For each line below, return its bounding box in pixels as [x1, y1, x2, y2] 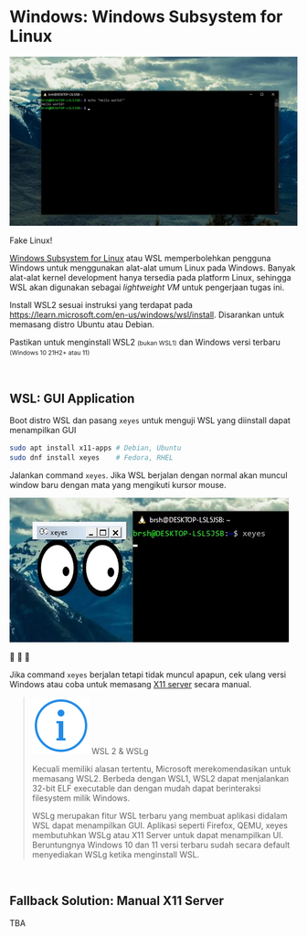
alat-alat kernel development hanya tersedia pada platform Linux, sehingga [9, 272, 291, 283]
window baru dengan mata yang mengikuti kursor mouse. [9, 479, 227, 490]
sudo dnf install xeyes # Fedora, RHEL [9, 452, 174, 463]
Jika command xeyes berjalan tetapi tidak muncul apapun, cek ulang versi [9, 669, 287, 680]
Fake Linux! [9, 235, 53, 246]
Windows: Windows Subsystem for [9, 6, 283, 27]
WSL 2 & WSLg [90, 745, 149, 756]
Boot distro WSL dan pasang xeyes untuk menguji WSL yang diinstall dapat [9, 415, 291, 426]
